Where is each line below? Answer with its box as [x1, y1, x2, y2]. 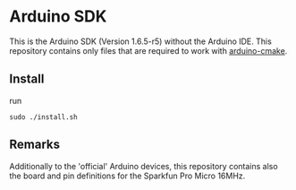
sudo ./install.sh [9, 112, 78, 122]
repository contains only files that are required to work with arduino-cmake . [9, 45, 288, 56]
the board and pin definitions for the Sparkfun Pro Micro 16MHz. [9, 170, 246, 181]
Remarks [9, 137, 61, 152]
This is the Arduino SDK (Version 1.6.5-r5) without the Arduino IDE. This [9, 36, 273, 47]
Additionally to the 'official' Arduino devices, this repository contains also [9, 160, 279, 171]
